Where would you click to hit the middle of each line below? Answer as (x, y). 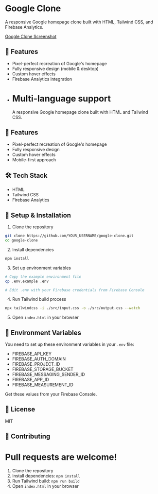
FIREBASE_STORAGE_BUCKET (43, 369)
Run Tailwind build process (39, 299)
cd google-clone (21, 240)
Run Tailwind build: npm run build (46, 481)
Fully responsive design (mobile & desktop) (55, 68)
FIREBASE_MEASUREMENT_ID (43, 385)
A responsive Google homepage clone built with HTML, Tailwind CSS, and (79, 22)
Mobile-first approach (34, 160)
